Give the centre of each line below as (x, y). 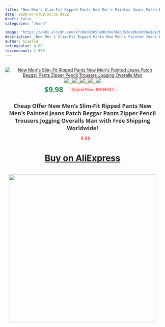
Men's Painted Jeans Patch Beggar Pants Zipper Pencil (82, 113)
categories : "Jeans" (26, 23)
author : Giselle (22, 42)
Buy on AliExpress (82, 158)
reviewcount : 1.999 (25, 50)
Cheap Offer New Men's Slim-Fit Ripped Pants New (82, 106)
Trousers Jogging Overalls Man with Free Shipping (82, 120)
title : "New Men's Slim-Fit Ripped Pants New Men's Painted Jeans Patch (81, 10)
